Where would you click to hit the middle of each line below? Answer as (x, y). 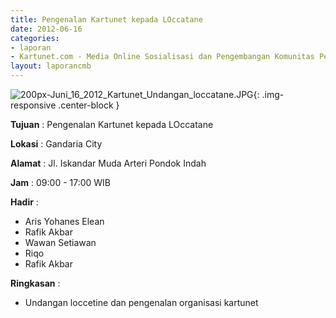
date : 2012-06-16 (46, 29)
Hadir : (24, 202)
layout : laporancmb (51, 66)
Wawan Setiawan (60, 242)
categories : (35, 38)
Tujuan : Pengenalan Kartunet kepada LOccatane (112, 124)
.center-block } (89, 105)
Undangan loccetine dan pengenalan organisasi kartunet (141, 302)
